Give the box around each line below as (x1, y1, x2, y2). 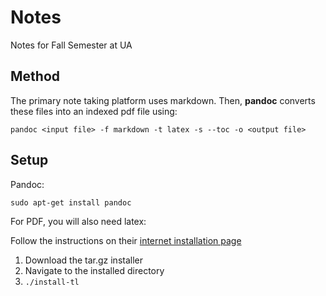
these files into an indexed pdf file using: (10, 105, 178, 117)
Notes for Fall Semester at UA (10, 39, 133, 51)
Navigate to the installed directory (24, 264, 165, 276)
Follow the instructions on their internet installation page (10, 234, 242, 246)
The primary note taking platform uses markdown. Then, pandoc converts (10, 94, 316, 106)
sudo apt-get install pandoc (10, 197, 132, 208)
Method (10, 68, 61, 85)
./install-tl (24, 277, 80, 287)
